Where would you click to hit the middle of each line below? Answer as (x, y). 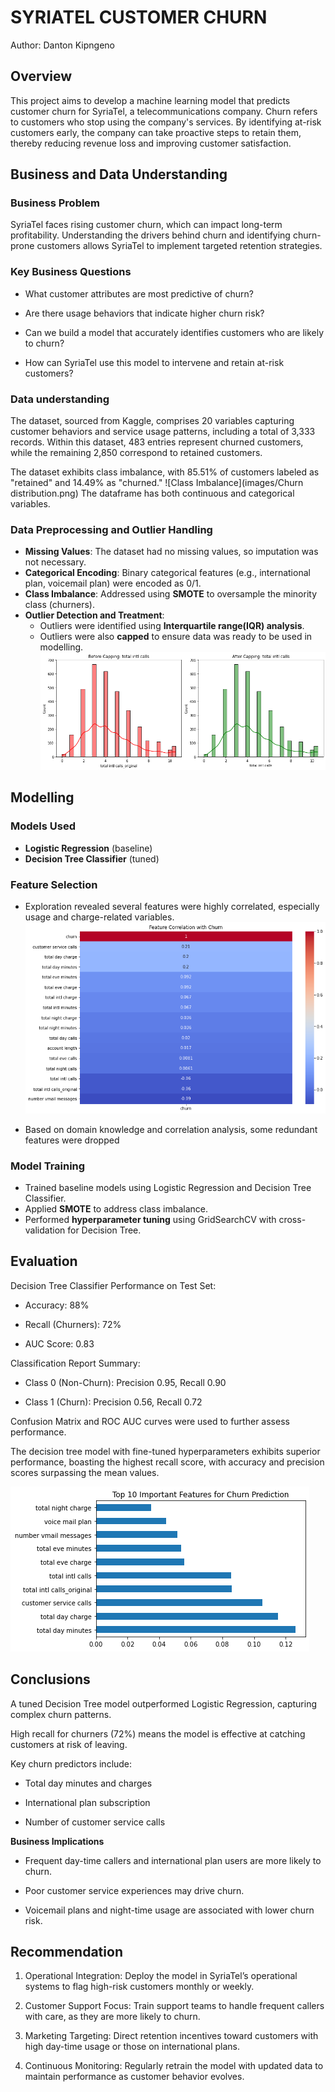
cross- (292, 1220)
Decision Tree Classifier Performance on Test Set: (113, 1285)
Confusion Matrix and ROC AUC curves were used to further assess (150, 1421)
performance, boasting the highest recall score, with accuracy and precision (167, 1462)
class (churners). (59, 605)
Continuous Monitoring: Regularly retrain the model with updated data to (174, 2066)
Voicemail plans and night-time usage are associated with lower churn (169, 1910)
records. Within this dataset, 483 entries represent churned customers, (157, 442)
